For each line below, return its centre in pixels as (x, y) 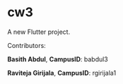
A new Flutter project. (39, 32)
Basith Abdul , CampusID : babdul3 (58, 59)
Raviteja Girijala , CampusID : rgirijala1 (62, 73)
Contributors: (27, 45)
